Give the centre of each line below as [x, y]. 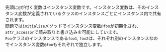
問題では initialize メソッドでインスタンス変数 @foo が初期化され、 [73, 26]
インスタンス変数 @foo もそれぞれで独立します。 [57, 44]
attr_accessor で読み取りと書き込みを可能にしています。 [63, 32]
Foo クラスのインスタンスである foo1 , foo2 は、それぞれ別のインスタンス [77, 38]
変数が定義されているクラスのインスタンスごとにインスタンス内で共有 [90, 13]
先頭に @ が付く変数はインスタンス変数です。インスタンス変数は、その [76, 7]
